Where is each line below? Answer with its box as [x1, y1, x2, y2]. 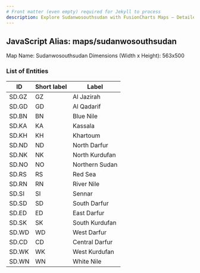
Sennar [72, 189, 93, 197]
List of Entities [6, 67, 49, 75]
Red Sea [72, 170, 96, 178]
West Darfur [72, 228, 107, 236]
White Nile [72, 257, 102, 265]
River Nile [72, 179, 100, 188]
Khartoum [72, 131, 101, 139]
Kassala [72, 122, 95, 130]
